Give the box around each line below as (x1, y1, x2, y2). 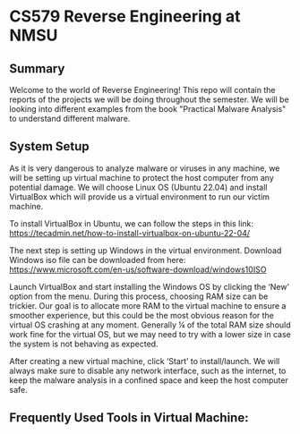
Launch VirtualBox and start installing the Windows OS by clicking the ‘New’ (9, 281, 289, 292)
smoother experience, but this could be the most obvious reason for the (9, 310, 275, 320)
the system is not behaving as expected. (9, 338, 159, 349)
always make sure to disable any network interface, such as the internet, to (9, 365, 287, 376)
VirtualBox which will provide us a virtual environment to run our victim (9, 191, 270, 202)
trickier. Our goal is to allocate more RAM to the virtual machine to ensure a (9, 300, 287, 311)
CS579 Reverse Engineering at (9, 6, 241, 27)
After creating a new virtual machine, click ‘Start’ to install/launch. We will (9, 355, 280, 366)
